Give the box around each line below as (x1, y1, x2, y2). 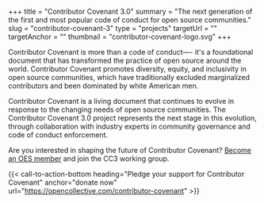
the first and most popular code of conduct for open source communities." (8, 15, 251, 25)
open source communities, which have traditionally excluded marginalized (8, 73, 251, 82)
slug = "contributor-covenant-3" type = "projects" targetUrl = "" (8, 24, 218, 33)
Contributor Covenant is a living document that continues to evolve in (8, 97, 235, 105)
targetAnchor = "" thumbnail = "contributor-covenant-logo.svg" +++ (8, 32, 231, 41)
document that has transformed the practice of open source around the (8, 56, 242, 65)
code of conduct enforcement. (8, 130, 109, 140)
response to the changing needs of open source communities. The (8, 105, 226, 114)
